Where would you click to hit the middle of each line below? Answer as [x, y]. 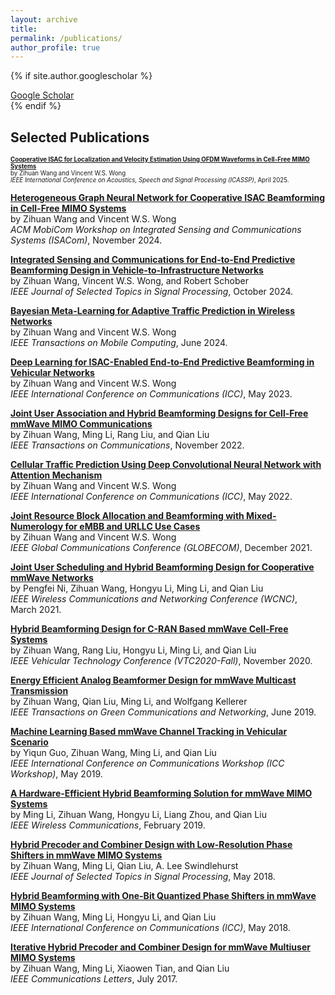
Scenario [29, 742]
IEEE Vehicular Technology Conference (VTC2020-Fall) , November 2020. [161, 661]
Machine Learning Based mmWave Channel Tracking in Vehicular [149, 732]
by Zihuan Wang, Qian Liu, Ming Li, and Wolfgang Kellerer [129, 702]
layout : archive [44, 19]
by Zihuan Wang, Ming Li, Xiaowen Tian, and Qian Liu [120, 968]
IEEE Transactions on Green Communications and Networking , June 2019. [163, 712]
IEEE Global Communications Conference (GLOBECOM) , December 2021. [161, 548]
